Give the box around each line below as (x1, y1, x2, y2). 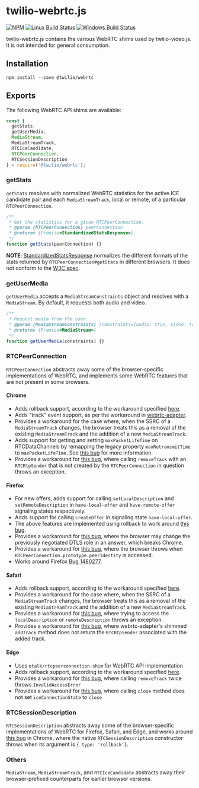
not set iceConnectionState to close (14, 693, 102, 701)
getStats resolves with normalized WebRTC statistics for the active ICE (6, 189, 179, 196)
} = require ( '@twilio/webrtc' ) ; (6, 162, 86, 168)
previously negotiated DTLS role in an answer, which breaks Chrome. (14, 539, 184, 546)
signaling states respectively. (14, 507, 86, 514)
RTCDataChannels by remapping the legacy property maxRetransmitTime (14, 443, 191, 450)
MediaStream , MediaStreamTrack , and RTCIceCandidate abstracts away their (6, 769, 185, 776)
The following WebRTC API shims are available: (6, 106, 121, 113)
